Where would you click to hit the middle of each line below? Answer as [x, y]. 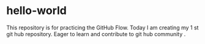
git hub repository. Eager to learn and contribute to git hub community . [96, 34]
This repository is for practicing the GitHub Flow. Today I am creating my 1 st [102, 28]
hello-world [37, 11]
